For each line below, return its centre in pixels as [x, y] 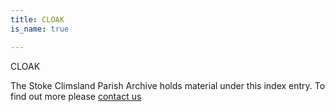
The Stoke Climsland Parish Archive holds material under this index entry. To [168, 85]
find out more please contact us [76, 96]
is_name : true [40, 29]
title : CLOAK [37, 19]
